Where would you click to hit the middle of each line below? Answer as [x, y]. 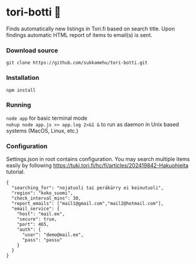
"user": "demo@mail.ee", [53, 235]
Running [19, 105]
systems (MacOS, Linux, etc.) [42, 131]
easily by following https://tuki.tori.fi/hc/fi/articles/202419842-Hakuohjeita [97, 166]
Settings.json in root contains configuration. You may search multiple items [98, 159]
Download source [32, 50]
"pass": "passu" [42, 240]
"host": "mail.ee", [41, 214]
